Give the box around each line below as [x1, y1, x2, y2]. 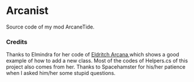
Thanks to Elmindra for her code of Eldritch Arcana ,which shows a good [6, 51, 179, 58]
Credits [6, 38, 27, 46]
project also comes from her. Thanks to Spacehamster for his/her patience [6, 63, 186, 70]
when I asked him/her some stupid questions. [6, 70, 116, 77]
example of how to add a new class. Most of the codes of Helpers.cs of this [6, 57, 188, 65]
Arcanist [6, 4, 49, 17]
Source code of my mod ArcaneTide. [6, 23, 95, 30]
